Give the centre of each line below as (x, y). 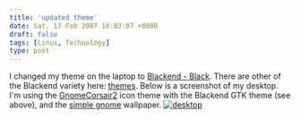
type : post (30, 51)
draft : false (34, 34)
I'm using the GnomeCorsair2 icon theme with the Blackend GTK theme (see (150, 96)
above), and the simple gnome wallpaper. (86, 105)
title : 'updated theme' (54, 17)
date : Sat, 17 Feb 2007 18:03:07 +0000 (84, 26)
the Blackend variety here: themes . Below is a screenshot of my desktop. (144, 86)
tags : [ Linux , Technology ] (60, 42)
